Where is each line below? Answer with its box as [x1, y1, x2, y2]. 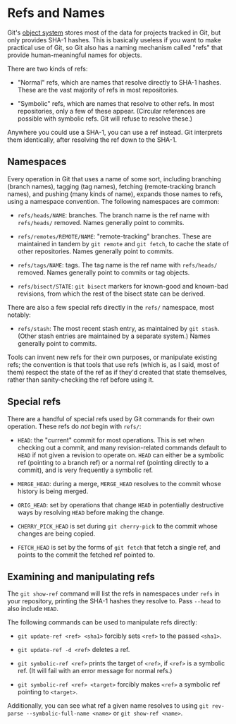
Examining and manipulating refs [7, 570, 155, 583]
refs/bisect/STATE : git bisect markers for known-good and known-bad [17, 282, 229, 290]
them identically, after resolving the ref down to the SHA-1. [7, 135, 178, 144]
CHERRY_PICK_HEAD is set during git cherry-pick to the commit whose [17, 521, 218, 530]
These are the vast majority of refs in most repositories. [17, 85, 179, 94]
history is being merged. [17, 487, 89, 495]
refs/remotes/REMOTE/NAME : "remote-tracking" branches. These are [17, 231, 211, 241]
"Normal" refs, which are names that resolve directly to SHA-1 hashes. [17, 78, 222, 86]
